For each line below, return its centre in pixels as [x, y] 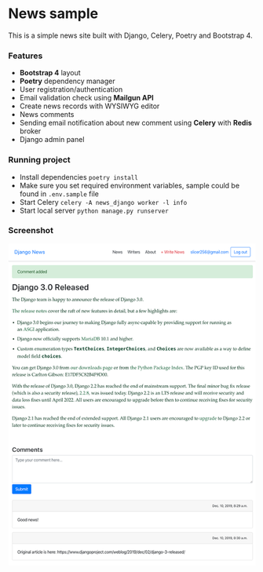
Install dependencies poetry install [79, 177]
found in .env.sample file [59, 194]
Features [26, 56]
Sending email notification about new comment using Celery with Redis [136, 123]
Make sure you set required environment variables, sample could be [130, 185]
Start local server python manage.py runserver [94, 210]
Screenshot [31, 231]
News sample [53, 14]
